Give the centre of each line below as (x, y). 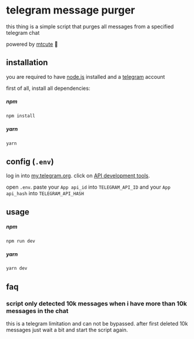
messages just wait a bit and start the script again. (67, 330)
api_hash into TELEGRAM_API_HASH (45, 193)
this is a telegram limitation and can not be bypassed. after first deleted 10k (97, 324)
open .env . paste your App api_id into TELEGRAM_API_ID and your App (88, 187)
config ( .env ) (30, 161)
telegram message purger (71, 10)
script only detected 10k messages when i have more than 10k (96, 303)
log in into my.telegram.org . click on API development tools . (78, 176)
